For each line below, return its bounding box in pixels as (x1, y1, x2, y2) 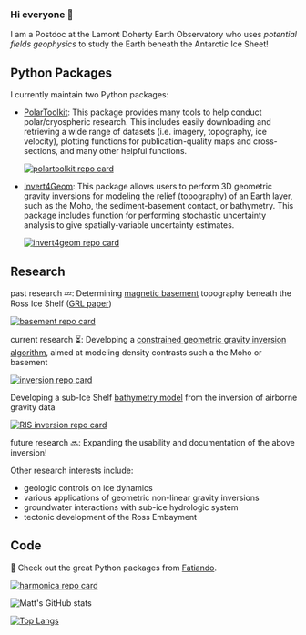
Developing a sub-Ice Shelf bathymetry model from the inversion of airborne (10, 392, 298, 403)
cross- (252, 136, 279, 147)
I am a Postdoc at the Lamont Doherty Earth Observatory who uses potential (10, 29, 297, 40)
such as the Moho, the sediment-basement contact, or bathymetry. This (23, 200, 294, 211)
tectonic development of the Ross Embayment (23, 511, 198, 522)
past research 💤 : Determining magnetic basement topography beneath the (10, 287, 292, 299)
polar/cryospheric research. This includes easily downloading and (23, 117, 271, 128)
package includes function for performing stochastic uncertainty (23, 210, 267, 221)
